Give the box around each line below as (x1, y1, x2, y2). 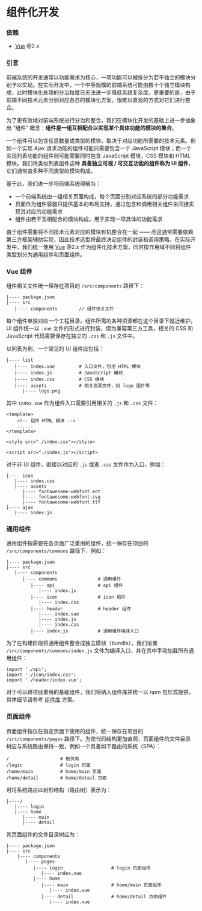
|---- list (6, 357, 34, 364)
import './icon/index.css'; (6, 672, 77, 678)
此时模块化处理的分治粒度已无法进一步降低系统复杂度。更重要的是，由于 (16, 89, 196, 96)
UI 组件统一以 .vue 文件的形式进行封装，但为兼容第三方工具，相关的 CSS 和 (6, 325, 194, 332)
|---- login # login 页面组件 (32, 865, 151, 871)
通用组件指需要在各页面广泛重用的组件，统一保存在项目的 (6, 540, 148, 547)
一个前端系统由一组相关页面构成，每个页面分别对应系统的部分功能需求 (14, 192, 189, 200)
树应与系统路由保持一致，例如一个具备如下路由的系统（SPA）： (6, 742, 161, 749)
